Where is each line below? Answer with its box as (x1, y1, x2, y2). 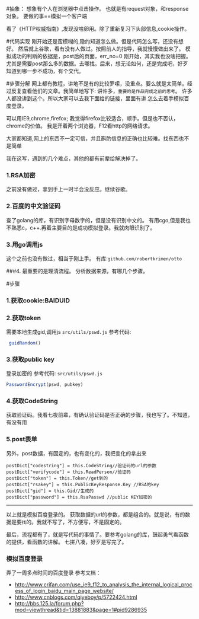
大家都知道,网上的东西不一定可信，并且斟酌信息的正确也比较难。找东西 (6, 135, 179, 142)
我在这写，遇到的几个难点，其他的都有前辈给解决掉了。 (6, 155, 141, 162)
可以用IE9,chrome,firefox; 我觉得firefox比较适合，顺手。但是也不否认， (6, 115, 179, 122)
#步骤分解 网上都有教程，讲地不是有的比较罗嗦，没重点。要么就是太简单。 (6, 80, 188, 87)
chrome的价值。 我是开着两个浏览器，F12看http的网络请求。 (6, 122, 153, 129)
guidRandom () (8, 340, 41, 346)
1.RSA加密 (6, 171, 36, 179)
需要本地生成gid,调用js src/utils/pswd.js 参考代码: (6, 328, 131, 336)
